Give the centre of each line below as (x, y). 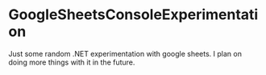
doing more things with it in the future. (72, 62)
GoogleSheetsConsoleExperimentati (133, 15)
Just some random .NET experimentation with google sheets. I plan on (125, 53)
